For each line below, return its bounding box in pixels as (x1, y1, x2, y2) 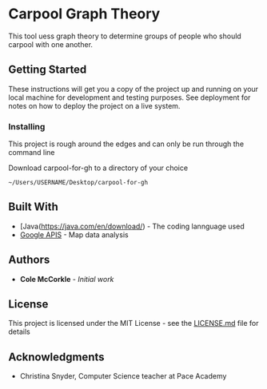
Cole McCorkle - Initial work (19, 274, 114, 284)
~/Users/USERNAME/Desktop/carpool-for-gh (8, 179, 149, 187)
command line (8, 148, 55, 157)
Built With (8, 200, 58, 214)
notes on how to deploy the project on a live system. (8, 101, 181, 110)
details (8, 327, 30, 336)
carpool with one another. (8, 39, 94, 49)
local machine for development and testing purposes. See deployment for (8, 93, 251, 102)
